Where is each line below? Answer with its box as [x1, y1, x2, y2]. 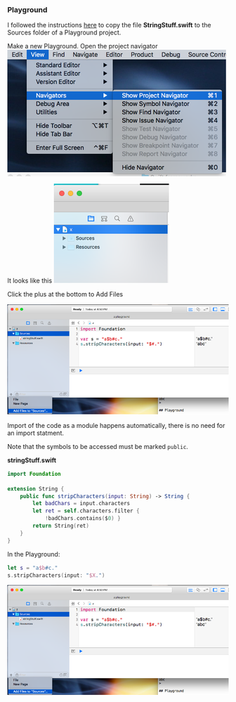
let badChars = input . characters [32, 500, 131, 507]
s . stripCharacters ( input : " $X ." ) [7, 571, 105, 579]
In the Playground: [7, 550, 60, 558]
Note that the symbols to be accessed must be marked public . [7, 442, 188, 450]
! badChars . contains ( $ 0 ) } [44, 515, 121, 522]
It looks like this [7, 276, 53, 285]
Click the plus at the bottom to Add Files [7, 290, 124, 299]
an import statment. [7, 429, 65, 437]
